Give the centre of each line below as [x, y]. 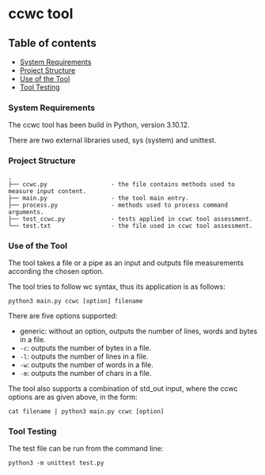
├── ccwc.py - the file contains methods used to [122, 184]
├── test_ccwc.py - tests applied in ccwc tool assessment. [131, 218]
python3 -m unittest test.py [56, 463]
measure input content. [47, 191]
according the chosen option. [56, 271]
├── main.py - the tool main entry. [99, 198]
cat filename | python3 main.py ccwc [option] [86, 411]
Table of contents [52, 43]
